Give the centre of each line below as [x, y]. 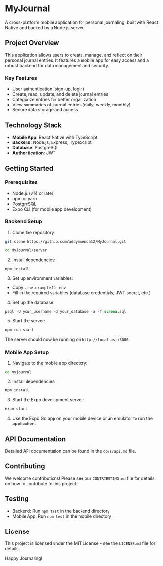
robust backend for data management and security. [57, 65]
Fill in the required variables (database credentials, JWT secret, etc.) [81, 293]
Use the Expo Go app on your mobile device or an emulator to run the [82, 418]
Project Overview [32, 43]
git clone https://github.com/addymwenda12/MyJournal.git [66, 241]
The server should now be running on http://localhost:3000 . [68, 339]
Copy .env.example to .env [39, 288]
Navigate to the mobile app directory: [50, 363]
